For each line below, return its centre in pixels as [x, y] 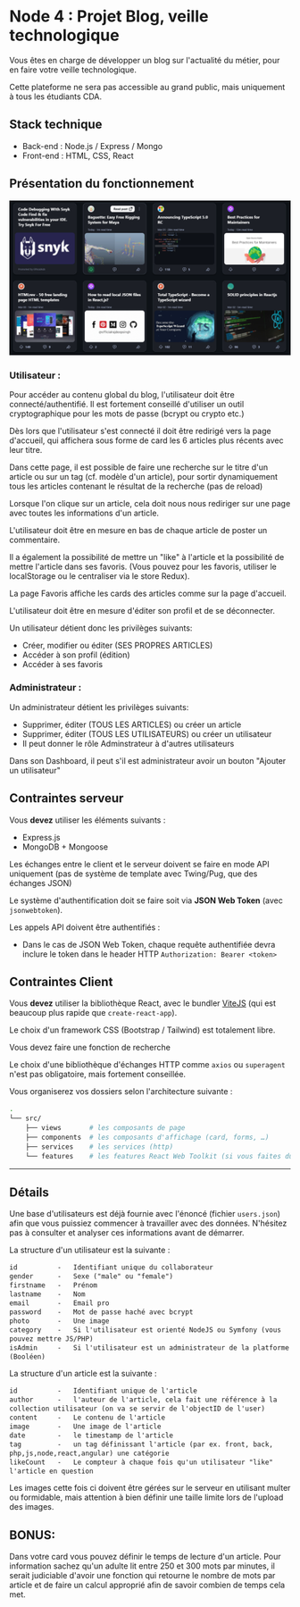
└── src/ [25, 1118]
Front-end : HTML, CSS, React [78, 155]
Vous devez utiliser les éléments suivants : [87, 820]
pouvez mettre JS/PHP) [51, 1339]
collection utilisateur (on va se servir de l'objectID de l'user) [137, 1409]
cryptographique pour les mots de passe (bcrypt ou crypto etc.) [127, 414]
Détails [29, 1193]
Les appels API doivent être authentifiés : [85, 927]
